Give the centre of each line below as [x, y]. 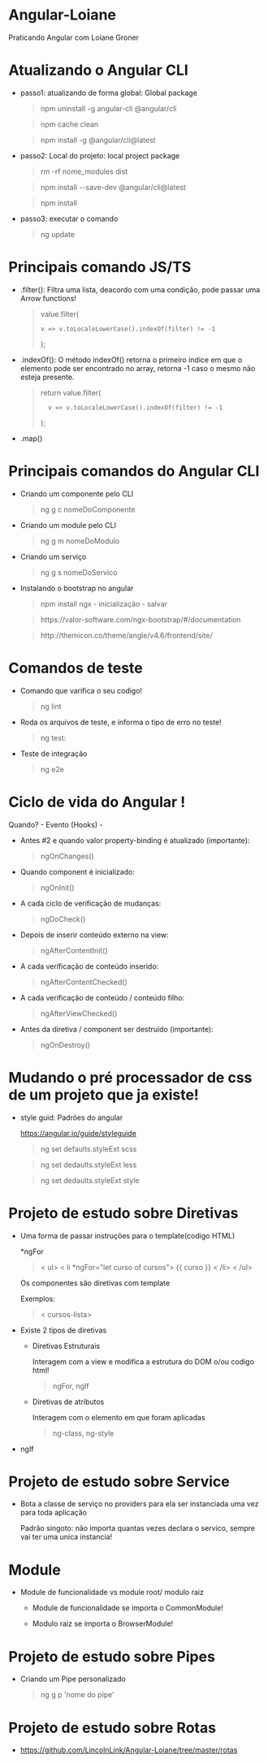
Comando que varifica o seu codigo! [81, 690]
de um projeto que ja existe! [104, 1095]
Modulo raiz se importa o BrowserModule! [103, 1624]
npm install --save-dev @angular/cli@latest [113, 187]
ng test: [53, 737]
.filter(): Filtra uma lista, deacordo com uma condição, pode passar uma [140, 289]
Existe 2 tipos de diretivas [63, 1330]
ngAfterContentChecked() [84, 982]
